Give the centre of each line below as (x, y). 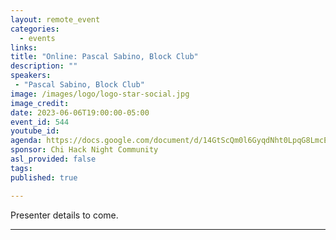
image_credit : (40, 103)
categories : (35, 29)
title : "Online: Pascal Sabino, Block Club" (104, 57)
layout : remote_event (55, 19)
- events (37, 38)
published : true (44, 177)
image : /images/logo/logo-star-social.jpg (100, 94)
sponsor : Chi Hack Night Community (84, 150)
